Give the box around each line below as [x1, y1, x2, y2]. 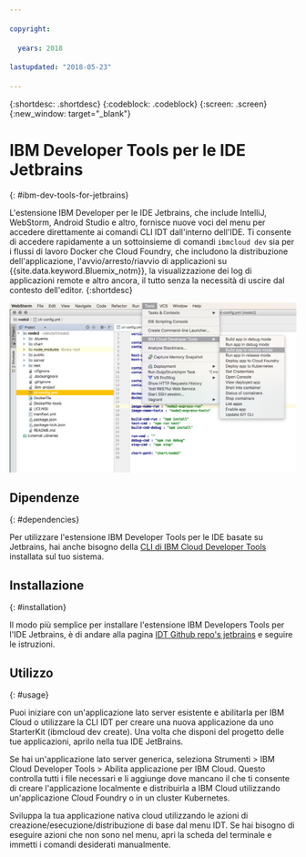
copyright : [9, 24, 51, 34]
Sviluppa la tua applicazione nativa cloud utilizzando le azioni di [9, 811, 249, 821]
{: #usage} [9, 689, 49, 700]
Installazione [9, 577, 85, 593]
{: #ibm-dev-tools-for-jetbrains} [9, 189, 129, 200]
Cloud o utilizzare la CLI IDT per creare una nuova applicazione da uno [9, 717, 274, 728]
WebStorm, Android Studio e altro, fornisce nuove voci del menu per [9, 217, 266, 228]
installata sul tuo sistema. [9, 551, 105, 562]
